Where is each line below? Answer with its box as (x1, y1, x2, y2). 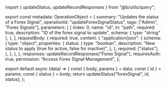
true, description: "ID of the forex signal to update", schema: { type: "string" (5, 30, 161, 35)
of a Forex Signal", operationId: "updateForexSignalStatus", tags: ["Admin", (5, 19, 159, 25)
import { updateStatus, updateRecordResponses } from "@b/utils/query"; (5, 4, 156, 10)
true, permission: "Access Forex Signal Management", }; (5, 56, 121, 62)
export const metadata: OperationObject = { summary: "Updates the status (5, 14, 159, 19)
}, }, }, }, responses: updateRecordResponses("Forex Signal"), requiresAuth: (5, 51, 161, 57)
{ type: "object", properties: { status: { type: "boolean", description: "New (5, 40, 156, 46)
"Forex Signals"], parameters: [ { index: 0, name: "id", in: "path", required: (5, 24, 156, 30)
